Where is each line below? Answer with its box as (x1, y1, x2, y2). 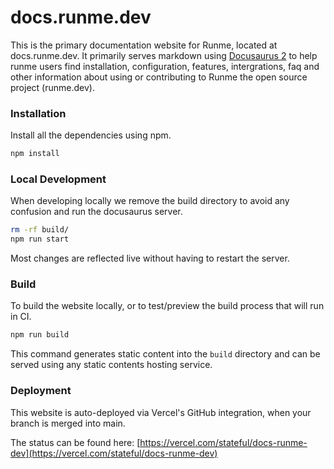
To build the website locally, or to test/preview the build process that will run (10, 300, 325, 312)
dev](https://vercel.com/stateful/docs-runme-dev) (10, 447, 218, 459)
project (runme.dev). (10, 81, 95, 93)
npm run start (10, 234, 70, 245)
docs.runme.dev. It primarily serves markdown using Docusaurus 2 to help (10, 49, 318, 61)
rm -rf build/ (10, 225, 70, 235)
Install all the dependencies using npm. (10, 129, 172, 141)
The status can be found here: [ (10, 436, 141, 448)
